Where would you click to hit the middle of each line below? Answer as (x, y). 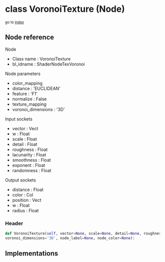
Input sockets (19, 119)
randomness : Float (32, 170)
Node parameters (23, 74)
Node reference (30, 37)
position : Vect (27, 200)
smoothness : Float (31, 160)
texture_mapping (29, 104)
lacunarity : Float (29, 154)
